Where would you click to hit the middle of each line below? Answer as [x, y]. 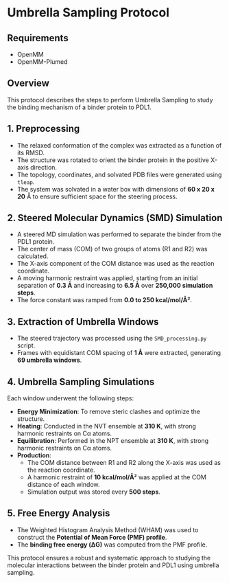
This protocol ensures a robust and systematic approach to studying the [109, 558]
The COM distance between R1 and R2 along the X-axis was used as [124, 463]
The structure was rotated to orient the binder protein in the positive [113, 160]
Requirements [38, 38]
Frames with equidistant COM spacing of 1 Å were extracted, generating [119, 353]
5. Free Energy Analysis [59, 513]
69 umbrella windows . [49, 360]
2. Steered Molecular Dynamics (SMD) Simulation [115, 218]
